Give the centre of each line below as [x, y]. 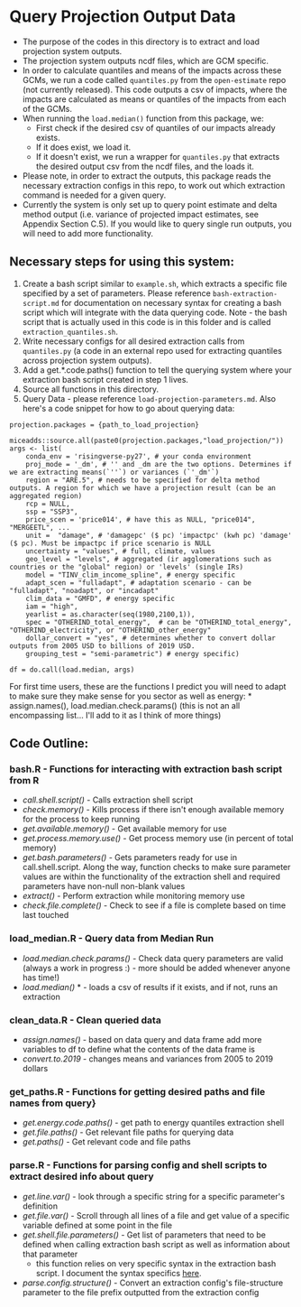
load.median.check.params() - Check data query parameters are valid [153, 958]
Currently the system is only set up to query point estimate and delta [150, 204]
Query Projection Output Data [123, 17]
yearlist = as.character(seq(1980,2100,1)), [110, 614]
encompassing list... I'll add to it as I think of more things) [115, 715]
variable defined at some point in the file [97, 1225]
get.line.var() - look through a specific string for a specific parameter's [154, 1196]
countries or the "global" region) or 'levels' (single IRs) [127, 567]
